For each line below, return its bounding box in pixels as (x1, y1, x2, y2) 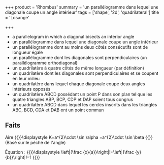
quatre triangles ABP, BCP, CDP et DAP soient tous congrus (12, 97, 133, 102)
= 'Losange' (5, 15, 30, 20)
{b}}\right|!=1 (5, 154, 32, 160)
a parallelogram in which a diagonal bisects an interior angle (12, 34, 134, 39)
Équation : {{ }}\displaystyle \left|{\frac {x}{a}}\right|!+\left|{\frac (5, 149, 134, 155)
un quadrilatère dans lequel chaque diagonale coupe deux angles (12, 81, 145, 87)
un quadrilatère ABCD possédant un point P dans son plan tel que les (12, 91, 153, 97)
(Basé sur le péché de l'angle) (5, 139, 66, 145)
